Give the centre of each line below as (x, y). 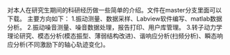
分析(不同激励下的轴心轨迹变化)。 (61, 44)
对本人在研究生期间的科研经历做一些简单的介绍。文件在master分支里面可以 (115, 10)
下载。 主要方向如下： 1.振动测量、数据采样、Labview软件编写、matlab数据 (115, 19)
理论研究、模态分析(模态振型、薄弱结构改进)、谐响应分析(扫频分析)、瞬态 (112, 36)
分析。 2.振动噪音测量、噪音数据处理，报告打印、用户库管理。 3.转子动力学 (115, 27)
